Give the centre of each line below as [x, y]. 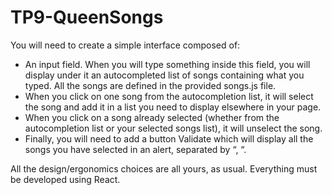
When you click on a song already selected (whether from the [152, 117]
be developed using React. [65, 179]
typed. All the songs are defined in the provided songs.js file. [150, 85]
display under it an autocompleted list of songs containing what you [164, 75]
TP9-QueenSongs [87, 17]
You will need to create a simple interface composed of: [125, 45]
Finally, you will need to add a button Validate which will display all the [169, 138]
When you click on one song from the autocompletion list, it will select [169, 96]
